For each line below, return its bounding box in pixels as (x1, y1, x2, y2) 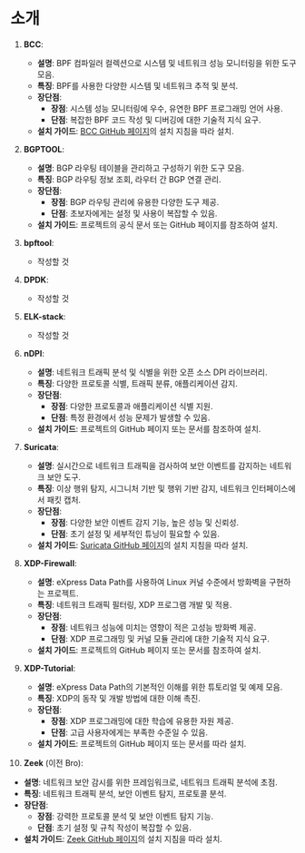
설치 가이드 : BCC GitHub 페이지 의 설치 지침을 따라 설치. (36, 125, 234, 136)
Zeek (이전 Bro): (23, 757, 84, 768)
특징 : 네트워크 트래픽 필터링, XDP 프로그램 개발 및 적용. (36, 599, 232, 610)
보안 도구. (46, 471, 81, 482)
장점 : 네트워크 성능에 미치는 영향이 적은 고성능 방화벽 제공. (50, 622, 257, 632)
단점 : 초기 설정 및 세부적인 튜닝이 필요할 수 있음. (50, 528, 221, 539)
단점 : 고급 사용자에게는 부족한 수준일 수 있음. (50, 727, 208, 738)
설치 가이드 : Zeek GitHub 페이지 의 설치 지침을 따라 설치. (23, 833, 223, 844)
